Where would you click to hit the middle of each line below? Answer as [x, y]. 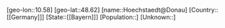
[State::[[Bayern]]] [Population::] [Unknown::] [111, 17]
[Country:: [204, 10]
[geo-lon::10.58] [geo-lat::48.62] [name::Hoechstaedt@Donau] [97, 10]
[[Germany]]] [26, 17]
